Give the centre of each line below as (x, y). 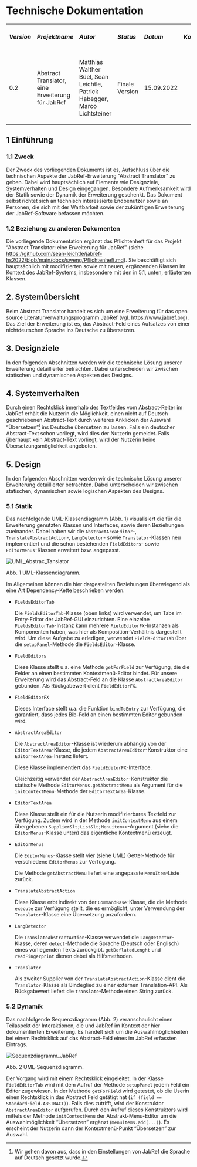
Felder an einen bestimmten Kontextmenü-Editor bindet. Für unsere (96, 674)
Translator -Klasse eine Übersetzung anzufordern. (75, 915)
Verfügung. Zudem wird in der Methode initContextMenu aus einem (96, 820)
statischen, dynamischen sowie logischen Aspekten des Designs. (85, 491)
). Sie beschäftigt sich (150, 260)
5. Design (24, 464)
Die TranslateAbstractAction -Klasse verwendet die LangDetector (93, 938)
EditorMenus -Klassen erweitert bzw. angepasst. (63, 550)
